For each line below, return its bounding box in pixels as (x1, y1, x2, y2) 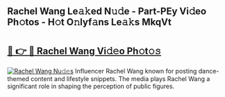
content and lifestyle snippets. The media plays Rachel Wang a (30, 75, 210, 82)
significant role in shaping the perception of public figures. (7, 82, 175, 90)
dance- (198, 67, 219, 75)
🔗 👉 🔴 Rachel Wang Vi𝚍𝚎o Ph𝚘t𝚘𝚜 (7, 45, 162, 57)
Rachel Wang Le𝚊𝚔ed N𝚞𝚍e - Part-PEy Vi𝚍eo (7, 6, 207, 17)
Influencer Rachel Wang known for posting (75, 67, 197, 75)
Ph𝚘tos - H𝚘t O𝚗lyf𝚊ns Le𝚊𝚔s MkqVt (7, 17, 172, 28)
